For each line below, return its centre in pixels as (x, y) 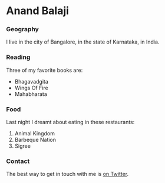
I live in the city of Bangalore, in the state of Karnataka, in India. (83, 42)
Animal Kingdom (34, 134)
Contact (18, 161)
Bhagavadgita (32, 81)
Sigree (23, 146)
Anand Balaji (38, 11)
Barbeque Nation (35, 140)
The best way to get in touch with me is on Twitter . (67, 174)
